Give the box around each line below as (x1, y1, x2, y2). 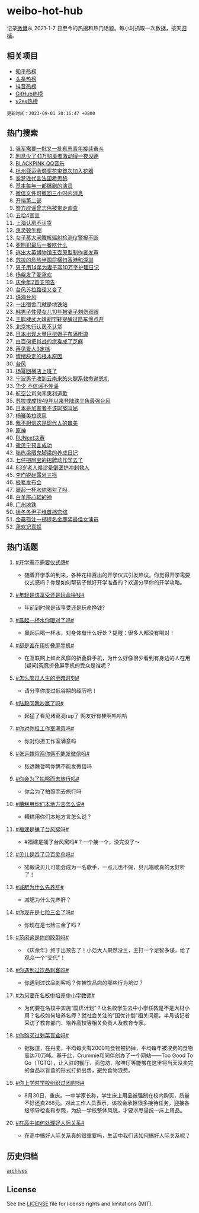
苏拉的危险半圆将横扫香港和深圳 (15, 256, 94, 263)
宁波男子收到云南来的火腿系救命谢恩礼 (15, 375, 109, 382)
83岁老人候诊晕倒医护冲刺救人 (15, 464, 90, 471)
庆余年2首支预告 (15, 278, 56, 285)
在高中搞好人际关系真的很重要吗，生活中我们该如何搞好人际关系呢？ (24, 1132, 191, 1139)
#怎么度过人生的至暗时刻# (15, 674, 79, 682)
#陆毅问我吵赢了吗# (15, 700, 64, 707)
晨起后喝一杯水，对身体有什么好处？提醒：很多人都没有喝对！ (24, 629, 175, 636)
